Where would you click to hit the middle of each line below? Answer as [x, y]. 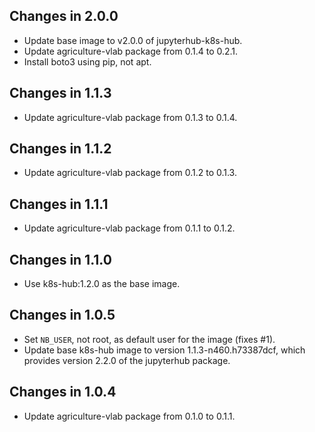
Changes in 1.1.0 [60, 259]
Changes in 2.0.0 [64, 16]
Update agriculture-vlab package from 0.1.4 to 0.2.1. [131, 51]
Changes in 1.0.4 [63, 392]
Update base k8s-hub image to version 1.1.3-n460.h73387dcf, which [164, 350]
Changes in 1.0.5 [62, 315]
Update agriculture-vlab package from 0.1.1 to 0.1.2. [129, 228]
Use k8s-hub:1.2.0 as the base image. [102, 284]
